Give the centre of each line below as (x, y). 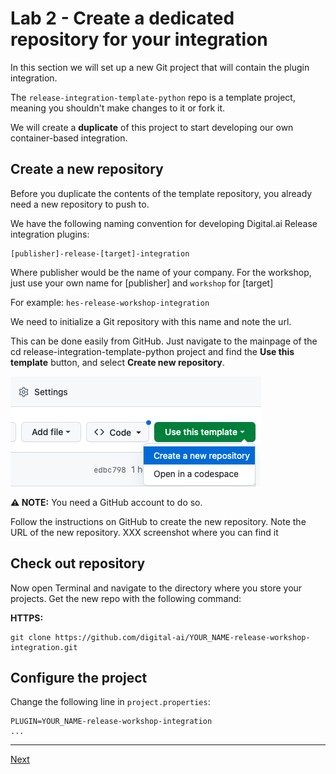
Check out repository (78, 563)
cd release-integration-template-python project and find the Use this (152, 351)
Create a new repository (87, 169)
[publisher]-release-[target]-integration (100, 253)
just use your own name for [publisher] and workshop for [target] (142, 283)
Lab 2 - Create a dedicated (122, 18)
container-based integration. (69, 138)
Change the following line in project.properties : (110, 702)
